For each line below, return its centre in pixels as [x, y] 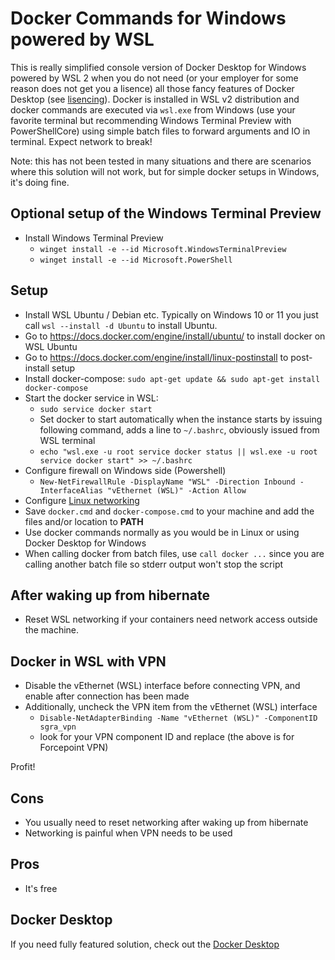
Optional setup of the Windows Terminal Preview [166, 213]
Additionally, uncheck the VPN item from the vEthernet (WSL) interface [171, 707]
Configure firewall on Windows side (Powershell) [125, 470]
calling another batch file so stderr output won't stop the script [154, 564]
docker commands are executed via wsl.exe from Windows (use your [153, 109]
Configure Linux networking [82, 500]
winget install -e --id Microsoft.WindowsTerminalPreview [163, 249]
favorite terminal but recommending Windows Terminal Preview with [151, 120]
